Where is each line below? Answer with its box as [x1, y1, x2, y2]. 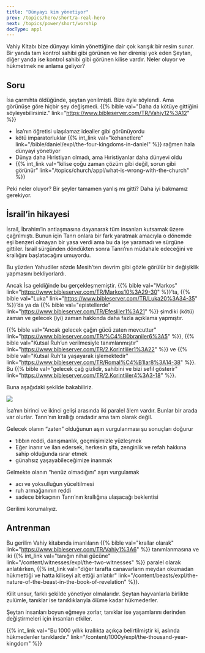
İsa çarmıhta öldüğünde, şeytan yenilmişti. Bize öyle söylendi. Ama [6, 96, 174, 104]
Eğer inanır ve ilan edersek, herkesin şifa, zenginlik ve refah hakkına [15, 443, 187, 450]
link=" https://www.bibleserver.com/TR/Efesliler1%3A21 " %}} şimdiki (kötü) [6, 307, 195, 315]
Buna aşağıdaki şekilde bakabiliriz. [6, 383, 94, 390]
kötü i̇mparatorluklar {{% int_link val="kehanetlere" [15, 134, 144, 141]
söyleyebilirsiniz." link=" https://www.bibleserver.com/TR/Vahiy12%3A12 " [6, 110, 190, 117]
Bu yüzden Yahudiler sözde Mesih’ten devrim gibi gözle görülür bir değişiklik [6, 263, 199, 271]
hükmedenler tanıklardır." [6, 633, 70, 640]
